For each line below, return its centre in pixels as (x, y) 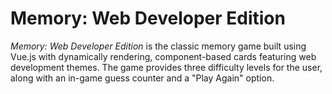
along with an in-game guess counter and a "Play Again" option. (142, 78)
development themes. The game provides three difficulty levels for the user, (166, 67)
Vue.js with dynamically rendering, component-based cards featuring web (163, 56)
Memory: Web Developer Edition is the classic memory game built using (158, 46)
